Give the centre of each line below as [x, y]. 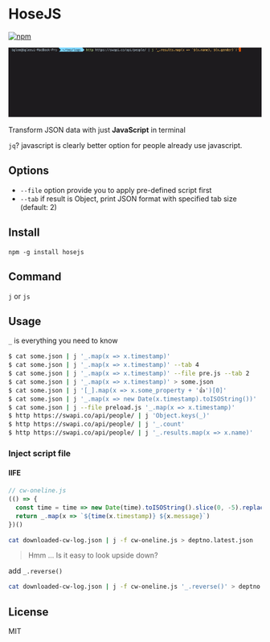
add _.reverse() [35, 571]
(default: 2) [39, 207]
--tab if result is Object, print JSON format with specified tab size [128, 199]
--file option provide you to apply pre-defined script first [116, 190]
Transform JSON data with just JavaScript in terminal [97, 130]
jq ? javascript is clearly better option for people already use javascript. [125, 146]
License [29, 612]
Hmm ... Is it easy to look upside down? [93, 555]
